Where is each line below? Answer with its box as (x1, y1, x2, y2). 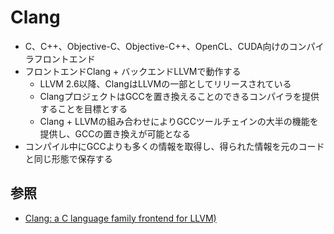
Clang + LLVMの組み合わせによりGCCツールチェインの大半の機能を (39, 115, 319, 127)
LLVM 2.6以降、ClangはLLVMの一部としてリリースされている (39, 77, 292, 90)
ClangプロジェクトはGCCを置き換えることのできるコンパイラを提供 (39, 90, 320, 102)
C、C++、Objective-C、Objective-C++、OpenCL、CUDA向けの (24, 40, 290, 52)
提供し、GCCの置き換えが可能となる (39, 127, 192, 140)
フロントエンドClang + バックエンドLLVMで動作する (24, 65, 242, 77)
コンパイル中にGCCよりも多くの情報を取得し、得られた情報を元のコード (24, 140, 325, 152)
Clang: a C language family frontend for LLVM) (24, 212, 217, 224)
